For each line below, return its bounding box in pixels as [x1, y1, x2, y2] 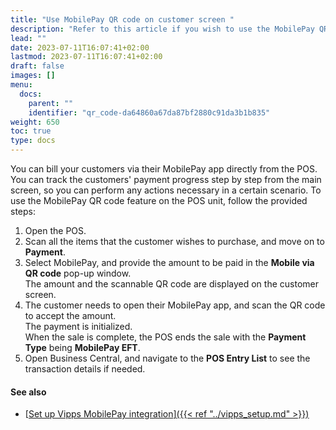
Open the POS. [24, 225, 87, 236]
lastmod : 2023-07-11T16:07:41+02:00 [10, 52, 163, 62]
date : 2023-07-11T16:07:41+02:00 [10, 42, 150, 53]
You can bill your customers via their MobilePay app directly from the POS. [10, 163, 318, 175]
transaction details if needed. [24, 363, 146, 375]
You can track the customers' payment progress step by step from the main [10, 174, 322, 185]
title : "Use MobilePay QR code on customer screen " [10, 14, 235, 25]
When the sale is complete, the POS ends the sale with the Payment [24, 331, 307, 343]
